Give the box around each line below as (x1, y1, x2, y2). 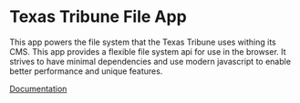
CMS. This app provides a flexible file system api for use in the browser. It (9, 46, 286, 57)
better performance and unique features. (9, 66, 163, 77)
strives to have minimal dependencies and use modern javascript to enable (9, 56, 292, 67)
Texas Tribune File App (9, 6, 187, 27)
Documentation (9, 83, 67, 94)
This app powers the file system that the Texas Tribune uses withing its (9, 36, 276, 47)
